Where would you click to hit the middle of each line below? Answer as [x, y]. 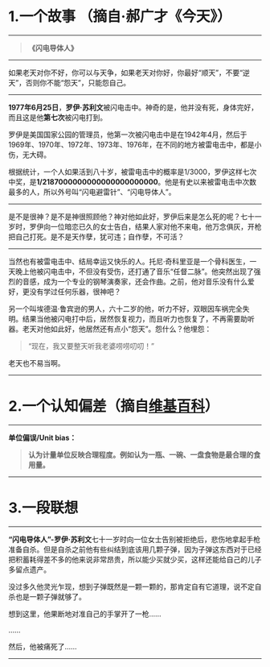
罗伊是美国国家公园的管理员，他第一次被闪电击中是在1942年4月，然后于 [128, 135]
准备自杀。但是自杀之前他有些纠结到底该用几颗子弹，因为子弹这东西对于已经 [135, 549]
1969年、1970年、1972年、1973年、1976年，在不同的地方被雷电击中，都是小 [135, 144]
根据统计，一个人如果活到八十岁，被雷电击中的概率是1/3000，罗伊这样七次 [133, 172]
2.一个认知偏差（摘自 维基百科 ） [114, 406]
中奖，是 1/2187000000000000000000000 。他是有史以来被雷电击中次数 [133, 181]
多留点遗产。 [29, 570]
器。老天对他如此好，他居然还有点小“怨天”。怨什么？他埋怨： [110, 329]
